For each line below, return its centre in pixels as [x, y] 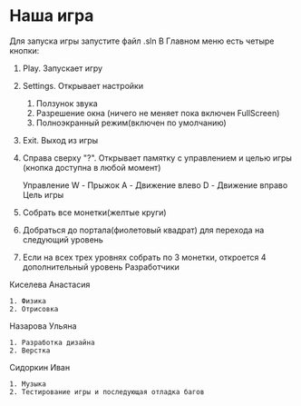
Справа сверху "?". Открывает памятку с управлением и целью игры [157, 158]
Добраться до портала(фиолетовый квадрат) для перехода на [143, 230]
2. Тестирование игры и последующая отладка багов [107, 391]
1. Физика [28, 301]
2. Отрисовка [34, 309]
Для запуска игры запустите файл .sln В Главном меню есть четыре [142, 41]
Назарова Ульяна [43, 326]
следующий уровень [63, 239]
